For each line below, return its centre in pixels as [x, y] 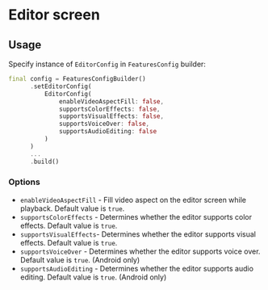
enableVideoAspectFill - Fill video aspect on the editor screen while [133, 200]
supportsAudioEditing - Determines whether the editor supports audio [137, 268]
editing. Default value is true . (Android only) [93, 277]
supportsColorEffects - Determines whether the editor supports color [136, 216]
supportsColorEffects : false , [110, 109]
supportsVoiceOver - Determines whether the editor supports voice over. [140, 251]
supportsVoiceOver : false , [105, 124]
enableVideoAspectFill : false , [111, 101]
